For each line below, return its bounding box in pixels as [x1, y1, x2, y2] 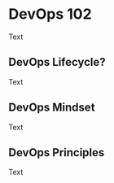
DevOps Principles [8, 146, 105, 159]
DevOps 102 [8, 5, 92, 24]
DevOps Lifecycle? [8, 55, 106, 69]
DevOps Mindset [8, 101, 95, 115]
